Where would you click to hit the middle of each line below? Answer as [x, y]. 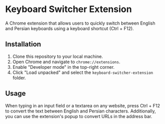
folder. [19, 78]
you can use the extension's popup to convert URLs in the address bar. [79, 116]
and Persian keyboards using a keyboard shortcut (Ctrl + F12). [70, 28]
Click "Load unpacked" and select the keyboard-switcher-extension [83, 72]
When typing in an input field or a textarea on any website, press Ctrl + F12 [82, 105]
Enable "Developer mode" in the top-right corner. [63, 67]
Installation [23, 44]
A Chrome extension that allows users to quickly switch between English [80, 23]
